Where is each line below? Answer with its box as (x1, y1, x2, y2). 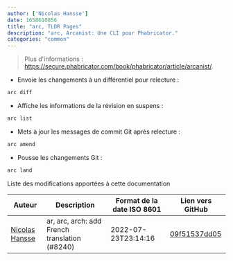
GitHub (184, 204, 208, 214)
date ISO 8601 (112, 204, 162, 214)
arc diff (7, 89, 33, 96)
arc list (7, 115, 33, 122)
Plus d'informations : (24, 55, 83, 63)
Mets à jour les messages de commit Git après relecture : (17, 127, 181, 136)
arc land (7, 167, 33, 174)
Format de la (115, 195, 158, 205)
